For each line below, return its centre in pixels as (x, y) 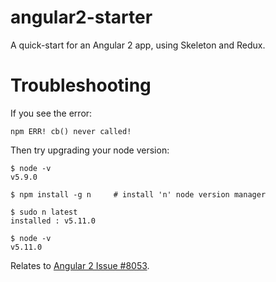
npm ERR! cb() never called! (71, 131)
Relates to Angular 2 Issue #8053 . (80, 265)
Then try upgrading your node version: (90, 150)
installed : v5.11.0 (53, 221)
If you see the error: (51, 113)
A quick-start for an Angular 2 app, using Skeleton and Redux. (138, 45)
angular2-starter (81, 17)
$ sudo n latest (44, 212)
